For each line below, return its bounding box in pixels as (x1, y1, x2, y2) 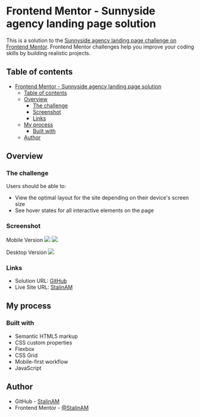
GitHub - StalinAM (14, 397, 60, 405)
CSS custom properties (14, 339, 73, 346)
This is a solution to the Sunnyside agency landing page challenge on (6, 37, 177, 44)
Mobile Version (6, 236, 44, 243)
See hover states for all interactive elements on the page (14, 207, 154, 214)
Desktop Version (6, 249, 47, 256)
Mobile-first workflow (14, 358, 69, 365)
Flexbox (14, 345, 35, 352)
